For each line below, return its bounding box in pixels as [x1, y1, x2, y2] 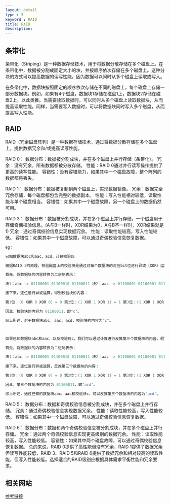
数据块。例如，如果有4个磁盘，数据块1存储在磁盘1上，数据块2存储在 [14, 90, 156, 96]
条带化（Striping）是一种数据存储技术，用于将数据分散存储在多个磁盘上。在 [5, 60, 163, 66]
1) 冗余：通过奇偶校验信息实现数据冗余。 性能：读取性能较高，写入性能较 [5, 228, 158, 234]
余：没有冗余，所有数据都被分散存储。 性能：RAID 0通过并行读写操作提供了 [5, 162, 163, 168]
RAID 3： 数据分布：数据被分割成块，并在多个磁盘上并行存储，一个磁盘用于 [5, 215, 163, 221]
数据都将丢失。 [5, 175, 36, 181]
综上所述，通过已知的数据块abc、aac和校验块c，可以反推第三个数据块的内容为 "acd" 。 [5, 391, 161, 396]
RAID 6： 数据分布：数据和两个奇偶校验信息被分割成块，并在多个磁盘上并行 [5, 424, 163, 430]
